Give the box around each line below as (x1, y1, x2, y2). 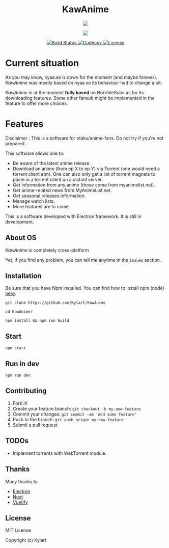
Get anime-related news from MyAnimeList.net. (12, 187, 112, 193)
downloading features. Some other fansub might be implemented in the (5, 95, 155, 101)
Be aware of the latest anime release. (12, 160, 91, 166)
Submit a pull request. (12, 422, 59, 428)
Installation (5, 271, 42, 281)
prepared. (5, 140, 26, 146)
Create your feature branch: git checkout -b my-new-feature (12, 405, 141, 412)
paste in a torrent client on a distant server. (12, 176, 103, 182)
